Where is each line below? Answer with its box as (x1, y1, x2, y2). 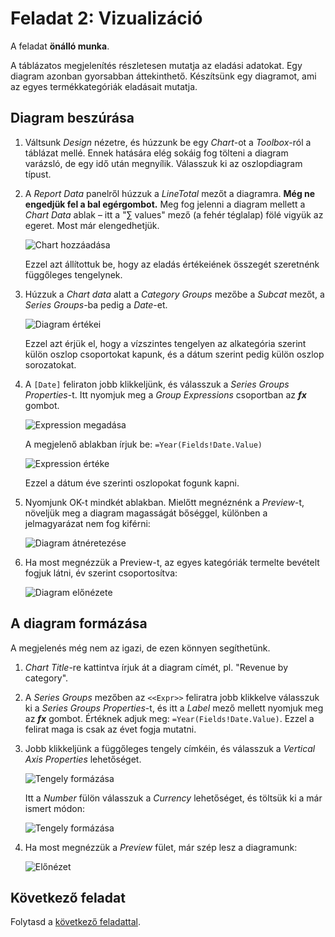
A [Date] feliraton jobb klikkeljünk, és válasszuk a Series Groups (24, 378, 290, 390)
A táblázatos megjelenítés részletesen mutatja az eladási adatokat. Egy (10, 59, 303, 71)
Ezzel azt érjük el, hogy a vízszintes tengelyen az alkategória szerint (24, 337, 307, 349)
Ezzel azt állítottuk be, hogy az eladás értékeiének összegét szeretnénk (24, 258, 320, 270)
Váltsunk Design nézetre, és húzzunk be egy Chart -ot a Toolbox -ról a (24, 136, 312, 148)
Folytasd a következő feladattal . (10, 916, 142, 928)
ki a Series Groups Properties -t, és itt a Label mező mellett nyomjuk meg (24, 702, 324, 714)
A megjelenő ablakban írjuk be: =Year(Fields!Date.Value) (24, 438, 263, 450)
